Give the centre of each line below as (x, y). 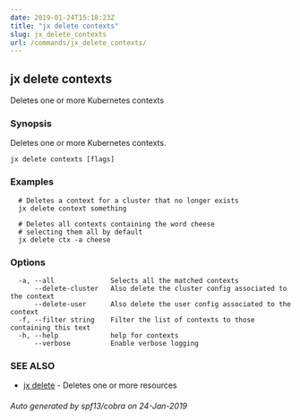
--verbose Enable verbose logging (116, 343)
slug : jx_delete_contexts (58, 34)
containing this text (51, 328)
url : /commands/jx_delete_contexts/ (78, 43)
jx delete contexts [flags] (63, 159)
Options (28, 262)
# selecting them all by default (81, 232)
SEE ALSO (33, 365)
